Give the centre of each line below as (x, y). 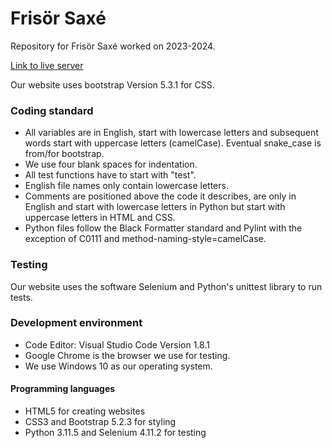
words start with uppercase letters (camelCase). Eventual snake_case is (173, 143)
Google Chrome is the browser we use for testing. (127, 355)
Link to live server (47, 65)
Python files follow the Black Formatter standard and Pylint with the (163, 228)
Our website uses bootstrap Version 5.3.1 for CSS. (112, 84)
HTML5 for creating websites (85, 411)
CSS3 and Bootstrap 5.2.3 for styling (100, 422)
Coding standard (52, 110)
